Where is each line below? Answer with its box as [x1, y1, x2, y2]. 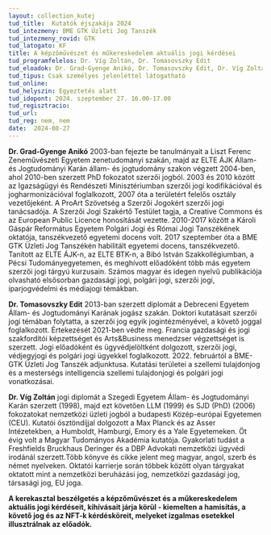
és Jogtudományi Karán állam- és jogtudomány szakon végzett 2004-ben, [8, 163, 256, 173]
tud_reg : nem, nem [8, 117, 70, 125]
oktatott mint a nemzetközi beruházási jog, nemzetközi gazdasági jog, [8, 469, 240, 479]
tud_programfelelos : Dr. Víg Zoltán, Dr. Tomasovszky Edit [8, 57, 211, 65]
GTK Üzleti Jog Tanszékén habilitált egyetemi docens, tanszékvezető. [8, 240, 240, 250]
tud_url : [8, 110, 38, 118]
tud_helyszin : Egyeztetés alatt [8, 86, 117, 95]
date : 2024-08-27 [8, 124, 70, 132]
